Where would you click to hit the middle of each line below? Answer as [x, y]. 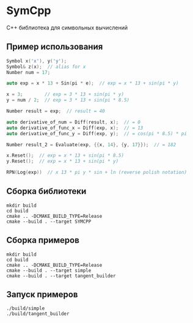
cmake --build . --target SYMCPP [49, 221]
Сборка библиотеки [46, 191]
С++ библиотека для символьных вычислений [67, 28]
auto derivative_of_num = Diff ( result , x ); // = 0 [73, 122]
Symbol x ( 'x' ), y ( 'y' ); [37, 61]
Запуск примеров [42, 295]
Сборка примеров [43, 240]
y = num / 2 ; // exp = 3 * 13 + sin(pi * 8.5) [68, 100]
